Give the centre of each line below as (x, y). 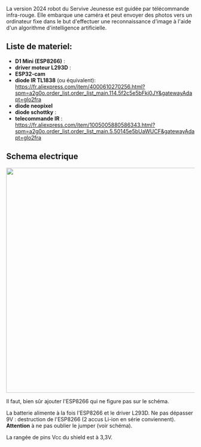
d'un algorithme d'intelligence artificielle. (57, 28)
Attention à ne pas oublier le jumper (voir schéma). (69, 425)
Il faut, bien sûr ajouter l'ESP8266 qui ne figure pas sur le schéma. (88, 401)
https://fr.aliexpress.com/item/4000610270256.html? (80, 86)
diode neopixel (33, 106)
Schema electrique (42, 156)
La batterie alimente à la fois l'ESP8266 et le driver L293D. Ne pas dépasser (100, 413)
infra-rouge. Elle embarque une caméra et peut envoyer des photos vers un (99, 15)
